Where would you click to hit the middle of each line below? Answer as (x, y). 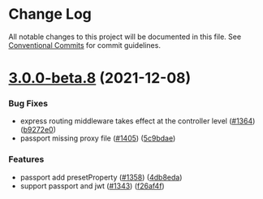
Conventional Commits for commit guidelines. (84, 45)
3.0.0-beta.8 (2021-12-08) (100, 78)
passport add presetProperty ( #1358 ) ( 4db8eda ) (101, 177)
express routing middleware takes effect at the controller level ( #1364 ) (138, 121)
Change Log (50, 14)
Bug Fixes (28, 104)
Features (26, 159)
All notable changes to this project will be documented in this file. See (125, 37)
